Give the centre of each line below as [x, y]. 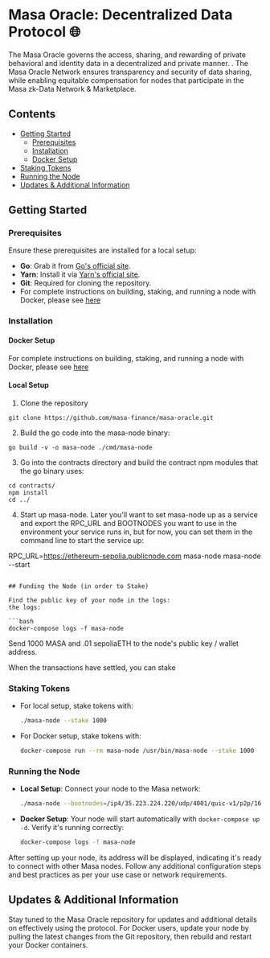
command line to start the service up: [82, 540]
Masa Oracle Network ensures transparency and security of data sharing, [130, 72]
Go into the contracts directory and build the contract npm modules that [139, 462]
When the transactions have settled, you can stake [92, 667]
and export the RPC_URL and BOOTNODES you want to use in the [128, 523]
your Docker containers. [48, 945]
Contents [32, 114]
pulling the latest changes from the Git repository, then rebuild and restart [130, 936]
